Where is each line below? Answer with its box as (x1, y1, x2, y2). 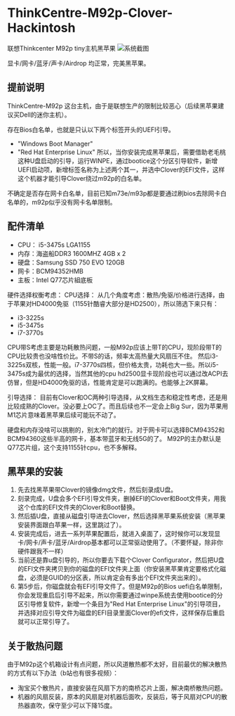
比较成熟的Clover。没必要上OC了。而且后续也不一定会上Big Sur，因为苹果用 (7, 402, 229, 410)
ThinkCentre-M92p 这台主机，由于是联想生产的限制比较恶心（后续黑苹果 (7, 101, 218, 110)
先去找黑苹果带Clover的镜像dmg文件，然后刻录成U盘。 (17, 485, 177, 494)
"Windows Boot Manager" (17, 139, 93, 148)
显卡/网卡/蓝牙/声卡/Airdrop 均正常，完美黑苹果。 (7, 58, 150, 68)
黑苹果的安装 (7, 466, 63, 478)
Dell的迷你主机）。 (19, 110, 72, 119)
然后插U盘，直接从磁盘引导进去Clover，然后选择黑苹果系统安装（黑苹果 (17, 512, 226, 520)
